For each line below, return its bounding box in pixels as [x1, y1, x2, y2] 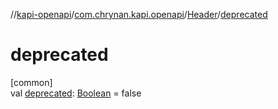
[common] [10, 76, 53, 88]
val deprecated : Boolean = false [10, 87, 142, 99]
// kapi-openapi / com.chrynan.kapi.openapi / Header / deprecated [10, 9, 268, 20]
